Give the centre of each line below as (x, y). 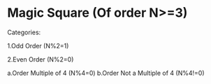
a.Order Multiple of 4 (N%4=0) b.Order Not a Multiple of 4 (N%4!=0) (106, 73)
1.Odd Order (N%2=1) (38, 45)
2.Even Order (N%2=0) (41, 59)
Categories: (24, 32)
